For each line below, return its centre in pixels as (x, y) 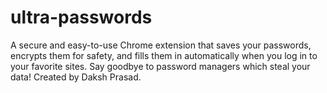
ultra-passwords (81, 17)
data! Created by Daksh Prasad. (76, 77)
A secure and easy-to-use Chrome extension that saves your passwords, (161, 45)
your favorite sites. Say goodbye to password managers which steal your (160, 66)
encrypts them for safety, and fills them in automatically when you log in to (164, 55)
